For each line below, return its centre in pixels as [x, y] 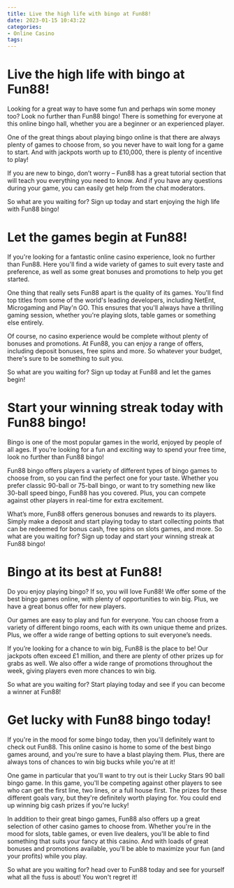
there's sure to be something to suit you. [65, 358]
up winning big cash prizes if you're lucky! [68, 805]
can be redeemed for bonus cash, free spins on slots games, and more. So [115, 528]
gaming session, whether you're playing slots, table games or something [112, 315]
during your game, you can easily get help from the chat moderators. [107, 188]
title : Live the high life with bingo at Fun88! [79, 14]
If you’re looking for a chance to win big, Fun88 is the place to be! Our [108, 648]
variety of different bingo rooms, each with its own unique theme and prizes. [117, 627]
